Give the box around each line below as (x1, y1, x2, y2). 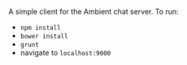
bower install (20, 32, 68, 40)
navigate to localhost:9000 (20, 48, 111, 57)
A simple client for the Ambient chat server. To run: (8, 7, 179, 16)
